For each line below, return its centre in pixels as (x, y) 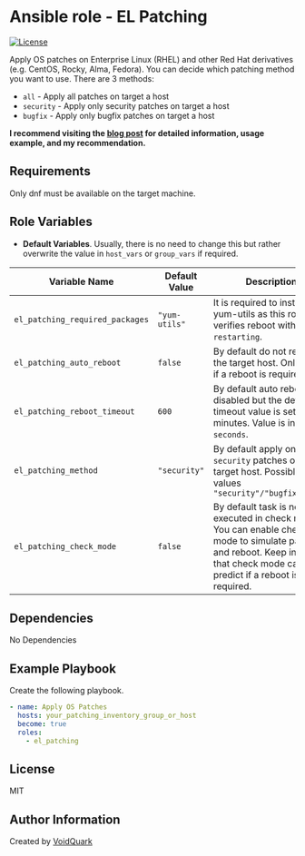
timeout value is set (255, 411)
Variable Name (81, 281)
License (32, 769)
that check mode (249, 563)
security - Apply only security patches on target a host (126, 105)
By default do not (250, 351)
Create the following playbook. (67, 691)
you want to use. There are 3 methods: (82, 78)
